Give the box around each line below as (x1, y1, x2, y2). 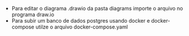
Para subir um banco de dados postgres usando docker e (11, 17, 150, 24)
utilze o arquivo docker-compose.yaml (35, 23, 128, 30)
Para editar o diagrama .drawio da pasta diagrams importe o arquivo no (11, 5, 183, 12)
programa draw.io (11, 11, 54, 18)
